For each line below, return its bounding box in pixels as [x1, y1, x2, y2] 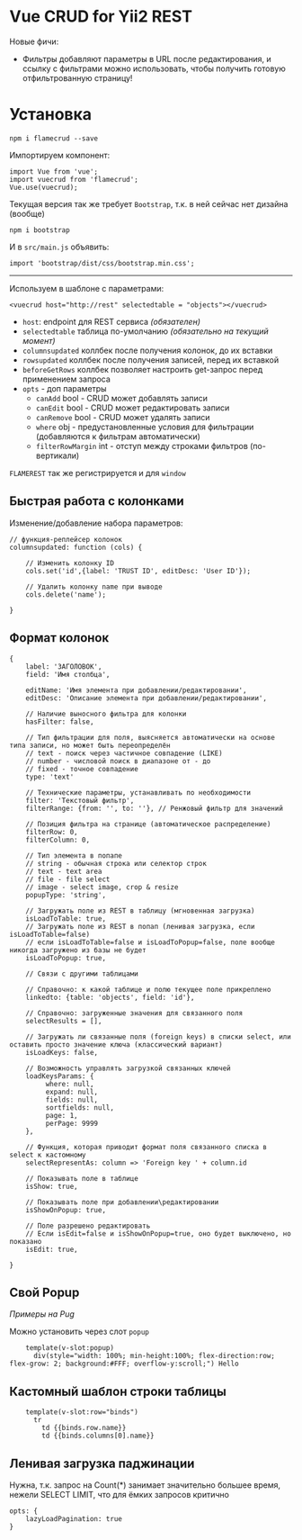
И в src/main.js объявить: [9, 241, 110, 252]
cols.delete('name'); [25, 590, 106, 599]
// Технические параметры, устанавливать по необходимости [25, 788, 252, 797]
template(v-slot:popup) [25, 1344, 115, 1353]
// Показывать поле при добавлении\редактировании [25, 1197, 219, 1207]
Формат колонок [9, 630, 110, 645]
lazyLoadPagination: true [25, 1514, 123, 1523]
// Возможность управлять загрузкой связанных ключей [25, 1064, 231, 1073]
